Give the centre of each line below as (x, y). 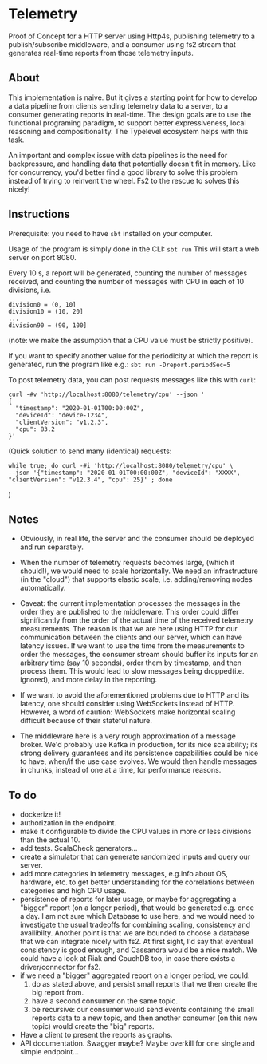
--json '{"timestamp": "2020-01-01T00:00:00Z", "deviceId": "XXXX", (124, 473)
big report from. (58, 993)
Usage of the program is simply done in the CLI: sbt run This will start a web (134, 249)
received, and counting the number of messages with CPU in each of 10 (126, 281)
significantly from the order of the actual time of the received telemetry (136, 620)
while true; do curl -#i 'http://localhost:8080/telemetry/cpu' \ (121, 465)
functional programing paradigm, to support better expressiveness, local (127, 123)
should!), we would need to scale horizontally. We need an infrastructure (139, 571)
